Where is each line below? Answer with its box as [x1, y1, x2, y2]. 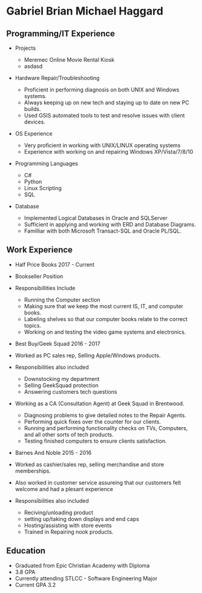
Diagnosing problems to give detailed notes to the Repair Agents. [24, 411, 186, 419]
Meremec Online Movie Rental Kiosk [24, 56, 115, 63]
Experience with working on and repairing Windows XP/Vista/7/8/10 [24, 148, 194, 155]
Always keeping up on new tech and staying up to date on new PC [24, 99, 189, 106]
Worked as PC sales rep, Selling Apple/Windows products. [15, 351, 161, 359]
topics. [24, 322, 41, 329]
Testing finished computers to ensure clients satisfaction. [24, 437, 168, 445]
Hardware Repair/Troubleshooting [15, 75, 100, 81]
